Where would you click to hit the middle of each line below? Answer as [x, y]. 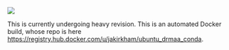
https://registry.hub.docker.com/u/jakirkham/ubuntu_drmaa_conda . [106, 39]
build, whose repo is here [44, 31]
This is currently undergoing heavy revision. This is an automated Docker [114, 24]
